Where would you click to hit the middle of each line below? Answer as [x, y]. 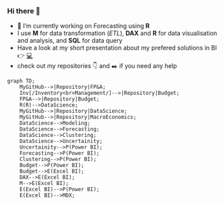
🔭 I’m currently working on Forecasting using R [83, 26]
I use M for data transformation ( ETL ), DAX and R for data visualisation [117, 33]
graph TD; [21, 81]
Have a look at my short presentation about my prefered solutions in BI [117, 48]
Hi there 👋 [24, 11]
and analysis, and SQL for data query [70, 41]
